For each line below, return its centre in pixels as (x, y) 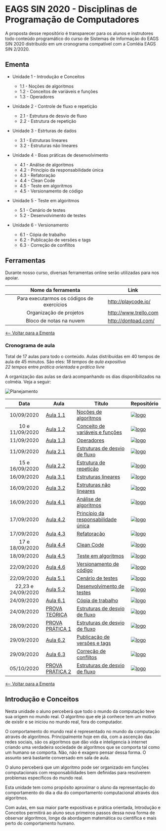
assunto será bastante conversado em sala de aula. (58, 757)
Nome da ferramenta (55, 290)
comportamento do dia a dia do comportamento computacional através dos (82, 792)
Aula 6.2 (56, 640)
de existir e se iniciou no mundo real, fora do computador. (64, 722)
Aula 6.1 (56, 600)
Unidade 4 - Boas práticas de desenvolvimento (60, 155)
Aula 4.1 (56, 502)
